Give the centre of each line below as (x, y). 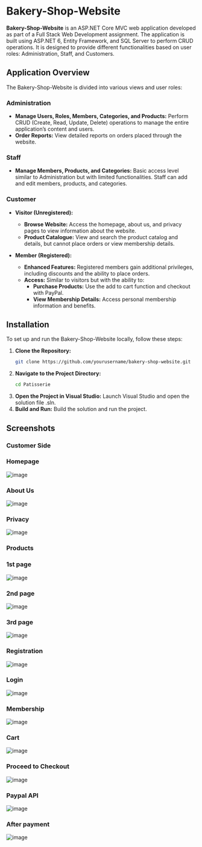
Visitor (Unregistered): (44, 213)
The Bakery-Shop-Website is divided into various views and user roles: (94, 87)
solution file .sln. (35, 403)
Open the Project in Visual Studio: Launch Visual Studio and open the (102, 396)
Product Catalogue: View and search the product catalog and (101, 237)
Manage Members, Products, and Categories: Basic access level (97, 171)
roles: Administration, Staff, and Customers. (60, 53)
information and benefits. (64, 305)
